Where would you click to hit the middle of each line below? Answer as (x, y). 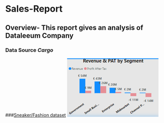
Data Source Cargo (29, 50)
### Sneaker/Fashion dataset (36, 115)
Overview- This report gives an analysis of (74, 28)
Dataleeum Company (39, 35)
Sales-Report (34, 9)
